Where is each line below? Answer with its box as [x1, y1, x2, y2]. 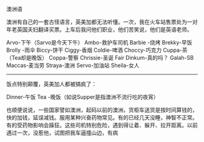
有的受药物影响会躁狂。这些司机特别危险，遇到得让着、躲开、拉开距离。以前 [6, 121, 198, 129]
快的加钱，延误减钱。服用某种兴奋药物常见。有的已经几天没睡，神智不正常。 [6, 114, 198, 121]
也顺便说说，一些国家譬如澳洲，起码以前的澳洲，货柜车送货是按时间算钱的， [6, 106, 198, 113]
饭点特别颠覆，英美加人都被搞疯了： [6, 80, 97, 87]
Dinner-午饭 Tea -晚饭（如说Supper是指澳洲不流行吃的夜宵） [6, 93, 159, 101]
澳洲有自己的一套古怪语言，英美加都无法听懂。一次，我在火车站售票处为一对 [6, 18, 198, 26]
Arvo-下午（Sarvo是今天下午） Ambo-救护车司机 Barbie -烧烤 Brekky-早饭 [6, 39, 192, 46]
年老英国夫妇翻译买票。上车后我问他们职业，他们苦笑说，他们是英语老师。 [6, 26, 192, 33]
